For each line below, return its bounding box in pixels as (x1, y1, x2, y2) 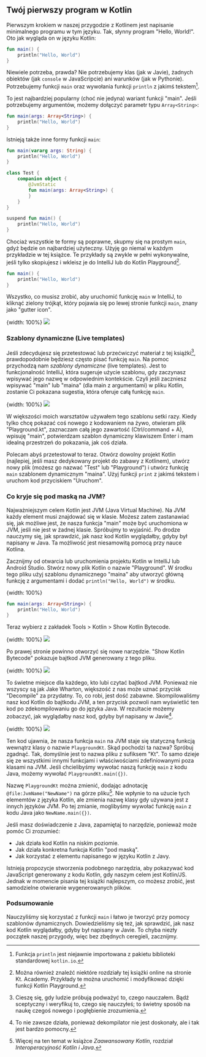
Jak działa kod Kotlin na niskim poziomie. (15, 839, 120, 847)
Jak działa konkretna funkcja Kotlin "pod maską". (15, 846, 139, 853)
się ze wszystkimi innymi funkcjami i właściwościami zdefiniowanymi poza (6, 756, 194, 764)
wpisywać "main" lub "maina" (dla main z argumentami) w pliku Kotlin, (6, 382, 184, 389)
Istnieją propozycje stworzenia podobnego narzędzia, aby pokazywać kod (6, 864, 194, 871)
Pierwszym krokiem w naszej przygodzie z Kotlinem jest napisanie (6, 21, 174, 28)
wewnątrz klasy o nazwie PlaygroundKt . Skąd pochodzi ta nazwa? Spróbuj (6, 744, 194, 751)
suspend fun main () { (6, 215, 62, 222)
